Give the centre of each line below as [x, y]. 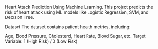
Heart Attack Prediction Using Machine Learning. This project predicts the [79, 7]
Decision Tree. [19, 17]
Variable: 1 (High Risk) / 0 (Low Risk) [41, 41]
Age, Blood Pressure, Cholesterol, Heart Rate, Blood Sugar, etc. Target [75, 36]
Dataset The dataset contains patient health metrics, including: [68, 27]
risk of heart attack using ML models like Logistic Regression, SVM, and [77, 12]
